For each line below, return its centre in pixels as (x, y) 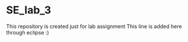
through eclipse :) (27, 32)
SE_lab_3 (29, 10)
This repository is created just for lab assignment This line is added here (94, 26)
